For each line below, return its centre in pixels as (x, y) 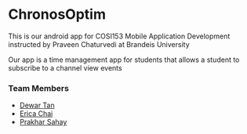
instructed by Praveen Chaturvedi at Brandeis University (99, 44)
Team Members (38, 88)
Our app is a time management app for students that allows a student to (124, 60)
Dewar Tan (37, 105)
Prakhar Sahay (43, 122)
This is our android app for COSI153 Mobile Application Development (119, 36)
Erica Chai (36, 114)
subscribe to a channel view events (65, 67)
